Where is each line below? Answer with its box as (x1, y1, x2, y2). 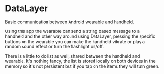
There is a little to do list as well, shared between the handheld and (5, 53, 140, 59)
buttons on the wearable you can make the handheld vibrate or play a (5, 38, 145, 44)
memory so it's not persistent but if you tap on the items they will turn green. (5, 63, 160, 69)
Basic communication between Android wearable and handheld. (5, 19, 134, 25)
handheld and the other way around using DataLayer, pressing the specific (5, 33, 156, 39)
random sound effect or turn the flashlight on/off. (5, 44, 104, 49)
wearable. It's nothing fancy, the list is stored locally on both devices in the (5, 58, 156, 64)
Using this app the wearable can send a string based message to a (5, 28, 140, 34)
